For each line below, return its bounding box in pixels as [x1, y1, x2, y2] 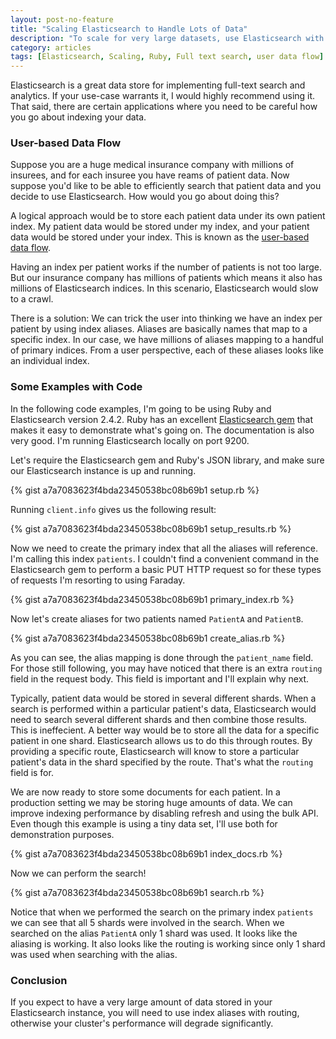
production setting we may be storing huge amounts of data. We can [10, 796, 293, 808]
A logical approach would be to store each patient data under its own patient [10, 210, 326, 222]
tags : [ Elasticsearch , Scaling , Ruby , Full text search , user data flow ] [10, 52, 325, 62]
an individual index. [10, 355, 90, 367]
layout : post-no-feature [10, 14, 114, 25]
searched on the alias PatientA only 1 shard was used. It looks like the [10, 927, 298, 939]
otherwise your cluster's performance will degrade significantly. [10, 1017, 274, 1030]
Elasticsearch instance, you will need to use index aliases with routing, [10, 1007, 300, 1019]
